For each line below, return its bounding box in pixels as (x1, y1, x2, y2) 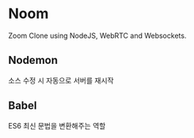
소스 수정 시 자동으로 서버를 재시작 (8, 76, 114, 85)
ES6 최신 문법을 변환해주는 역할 (8, 121, 106, 130)
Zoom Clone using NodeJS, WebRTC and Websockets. (8, 31, 187, 40)
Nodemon (8, 54, 58, 67)
